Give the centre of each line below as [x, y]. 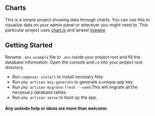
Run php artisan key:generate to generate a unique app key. [73, 82]
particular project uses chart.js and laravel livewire [55, 30]
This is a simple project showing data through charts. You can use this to [77, 19]
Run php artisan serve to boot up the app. [55, 97]
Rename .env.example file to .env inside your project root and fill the [73, 57]
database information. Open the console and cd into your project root [74, 62]
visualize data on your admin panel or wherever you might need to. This [77, 25]
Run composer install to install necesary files [57, 77]
